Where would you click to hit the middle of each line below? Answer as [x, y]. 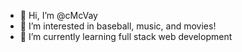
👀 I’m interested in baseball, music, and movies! [118, 26]
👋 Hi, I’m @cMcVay [58, 15]
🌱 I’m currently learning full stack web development [126, 36]
